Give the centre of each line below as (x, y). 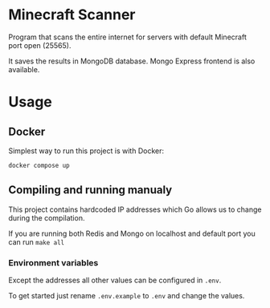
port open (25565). (40, 45)
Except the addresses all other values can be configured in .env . (115, 280)
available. (24, 69)
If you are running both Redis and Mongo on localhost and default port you (132, 233)
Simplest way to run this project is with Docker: (86, 151)
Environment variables (53, 262)
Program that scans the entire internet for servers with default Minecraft (127, 37)
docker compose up (39, 165)
